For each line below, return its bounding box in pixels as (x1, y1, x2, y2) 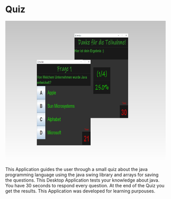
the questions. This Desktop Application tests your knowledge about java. (5, 177, 160, 183)
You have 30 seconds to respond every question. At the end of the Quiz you (5, 182, 164, 188)
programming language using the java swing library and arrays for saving (5, 171, 159, 178)
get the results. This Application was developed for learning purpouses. (5, 188, 156, 194)
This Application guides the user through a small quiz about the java (5, 166, 148, 172)
